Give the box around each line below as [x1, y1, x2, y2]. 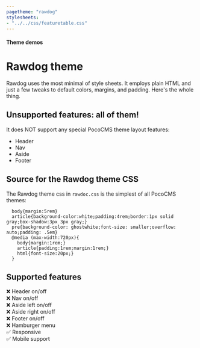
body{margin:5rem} [11, 208, 58, 214]
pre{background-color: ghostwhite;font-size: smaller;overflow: [11, 224, 177, 230]
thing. [6, 92, 21, 99]
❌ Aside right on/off [6, 308, 55, 315]
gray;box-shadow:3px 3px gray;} [6, 219, 87, 225]
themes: [6, 196, 27, 204]
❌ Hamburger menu [6, 322, 55, 329]
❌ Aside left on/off [6, 302, 52, 309]
